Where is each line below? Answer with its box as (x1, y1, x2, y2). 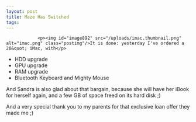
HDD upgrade (14, 56, 48, 63)
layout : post (6, 8, 38, 15)
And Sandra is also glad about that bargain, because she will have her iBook (6, 86, 189, 93)
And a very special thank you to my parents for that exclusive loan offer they (6, 103, 190, 110)
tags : (6, 19, 19, 25)
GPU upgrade (14, 62, 48, 69)
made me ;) (6, 109, 34, 117)
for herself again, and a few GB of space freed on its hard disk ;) (6, 92, 161, 99)
